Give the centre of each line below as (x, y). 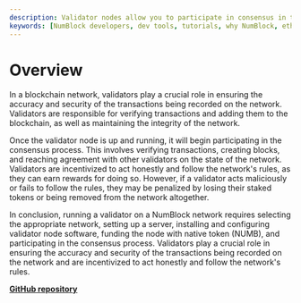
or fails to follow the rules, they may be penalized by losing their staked (141, 188)
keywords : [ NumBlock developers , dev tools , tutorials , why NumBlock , (144, 26)
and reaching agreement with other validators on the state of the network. (146, 160)
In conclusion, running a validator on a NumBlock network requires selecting (150, 215)
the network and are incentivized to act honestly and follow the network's (145, 262)
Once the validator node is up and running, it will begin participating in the (146, 140)
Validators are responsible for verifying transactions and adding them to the (149, 114)
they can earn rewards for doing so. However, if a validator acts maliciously (148, 179)
